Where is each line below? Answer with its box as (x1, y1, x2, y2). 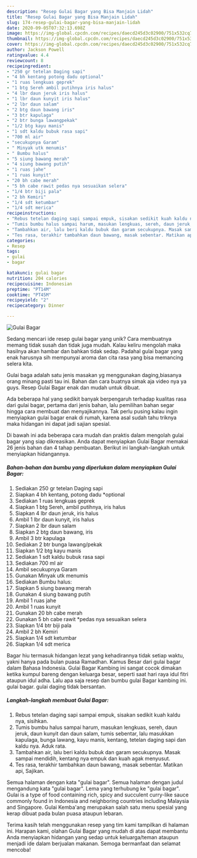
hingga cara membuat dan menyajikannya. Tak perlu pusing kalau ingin (6, 408, 178, 415)
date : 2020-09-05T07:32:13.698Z (6, 25, 85, 31)
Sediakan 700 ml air (15, 559, 63, 567)
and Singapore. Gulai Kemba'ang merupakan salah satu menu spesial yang (6, 803, 187, 810)
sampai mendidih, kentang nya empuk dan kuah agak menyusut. (15, 755, 171, 762)
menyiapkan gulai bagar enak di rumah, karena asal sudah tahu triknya (6, 414, 177, 421)
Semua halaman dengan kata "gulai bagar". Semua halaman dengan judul (6, 778, 184, 786)
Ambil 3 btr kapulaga (15, 534, 66, 541)
